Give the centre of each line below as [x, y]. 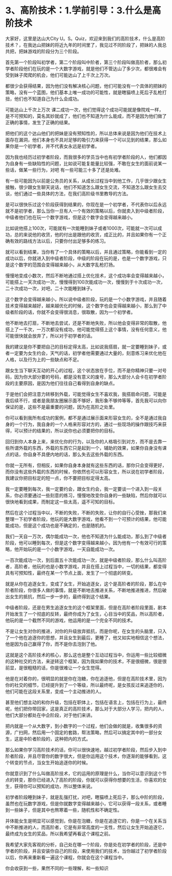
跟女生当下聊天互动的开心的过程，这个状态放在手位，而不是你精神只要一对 [84, 370]
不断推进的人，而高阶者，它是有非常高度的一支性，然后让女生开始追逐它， [88, 827]
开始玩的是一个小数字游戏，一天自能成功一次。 [68, 549]
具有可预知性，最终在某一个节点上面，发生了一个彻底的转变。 [70, 573]
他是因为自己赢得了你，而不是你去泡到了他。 [52, 644]
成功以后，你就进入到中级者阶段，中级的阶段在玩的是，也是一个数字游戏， [84, 258]
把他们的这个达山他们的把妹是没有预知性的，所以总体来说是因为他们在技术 [84, 133]
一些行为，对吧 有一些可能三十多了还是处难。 [75, 170]
